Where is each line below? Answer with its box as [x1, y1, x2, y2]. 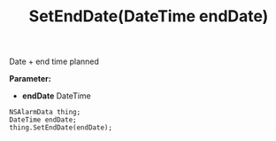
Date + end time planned [9, 56, 100, 67]
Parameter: [9, 74, 51, 84]
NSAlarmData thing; [9, 108, 81, 117]
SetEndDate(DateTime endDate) [28, 6, 269, 27]
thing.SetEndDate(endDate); [9, 123, 113, 132]
